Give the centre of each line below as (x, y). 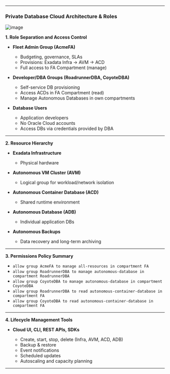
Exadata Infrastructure (37, 153)
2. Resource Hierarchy (29, 143)
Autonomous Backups (36, 232)
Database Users (30, 108)
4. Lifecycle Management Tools (39, 320)
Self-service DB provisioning (50, 87)
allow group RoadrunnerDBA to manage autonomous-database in (78, 272)
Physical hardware (39, 163)
